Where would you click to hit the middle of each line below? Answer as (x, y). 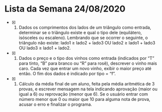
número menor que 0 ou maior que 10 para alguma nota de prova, (85, 99)
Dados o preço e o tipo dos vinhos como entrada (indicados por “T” (87, 58)
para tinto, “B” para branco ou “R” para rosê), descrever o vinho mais (88, 63)
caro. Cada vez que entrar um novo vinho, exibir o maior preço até (85, 68)
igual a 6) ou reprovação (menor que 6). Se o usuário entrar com (83, 94)
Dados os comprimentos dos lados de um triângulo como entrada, (85, 27)
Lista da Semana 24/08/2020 (65, 9)
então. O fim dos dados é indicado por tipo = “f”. (67, 73)
